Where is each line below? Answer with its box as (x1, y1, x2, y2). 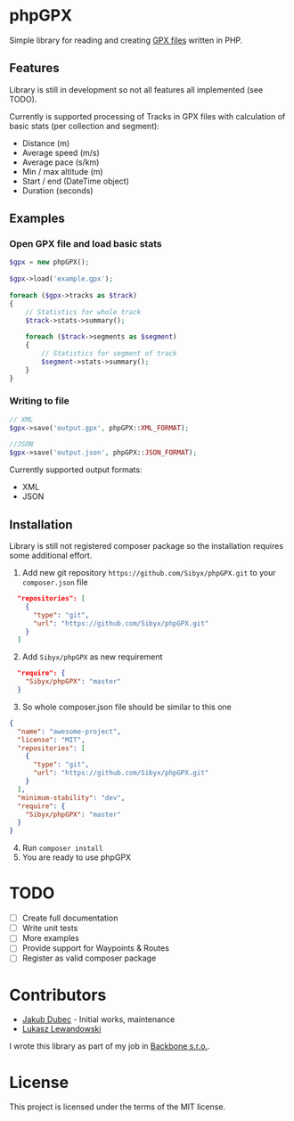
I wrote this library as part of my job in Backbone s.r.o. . (9, 1041, 210, 1051)
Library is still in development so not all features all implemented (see (9, 84, 264, 94)
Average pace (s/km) (21, 157, 100, 168)
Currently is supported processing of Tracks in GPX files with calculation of (9, 110, 286, 121)
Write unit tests (21, 923, 78, 934)
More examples (21, 933, 80, 944)
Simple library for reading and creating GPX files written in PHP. (9, 35, 243, 45)
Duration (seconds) (21, 184, 94, 196)
